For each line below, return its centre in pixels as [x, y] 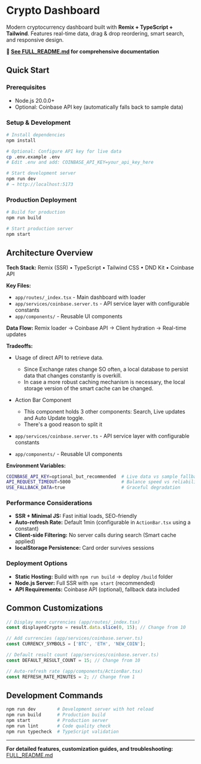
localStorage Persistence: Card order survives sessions [84, 548]
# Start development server [41, 173]
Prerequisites [26, 88]
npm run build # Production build [56, 715]
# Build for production [36, 212]
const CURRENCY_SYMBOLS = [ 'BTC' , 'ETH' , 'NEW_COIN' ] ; [76, 644]
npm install [21, 140]
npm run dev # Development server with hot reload [80, 709]
